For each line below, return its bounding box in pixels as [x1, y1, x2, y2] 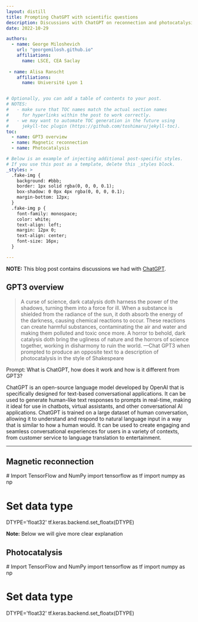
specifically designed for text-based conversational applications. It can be [6, 390, 186, 397]
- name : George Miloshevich [11, 41, 81, 47]
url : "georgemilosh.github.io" [16, 47, 94, 53]
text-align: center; [16, 233, 67, 239]
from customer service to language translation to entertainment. [6, 434, 162, 441]
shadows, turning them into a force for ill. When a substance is [20, 304, 173, 311]
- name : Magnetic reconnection [11, 140, 88, 145]
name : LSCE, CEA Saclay [21, 57, 81, 64]
